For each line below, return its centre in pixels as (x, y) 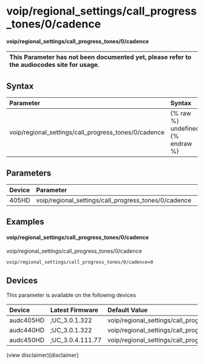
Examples (25, 222)
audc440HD (27, 331)
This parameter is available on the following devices (71, 295)
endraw (181, 144)
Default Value (127, 310)
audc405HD (27, 320)
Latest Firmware (74, 310)
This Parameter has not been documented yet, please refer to (100, 57)
